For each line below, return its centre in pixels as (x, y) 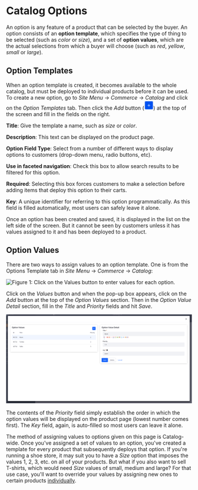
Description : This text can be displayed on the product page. (80, 137)
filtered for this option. (33, 172)
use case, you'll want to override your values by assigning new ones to (92, 474)
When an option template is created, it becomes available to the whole (91, 85)
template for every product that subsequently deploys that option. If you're (97, 449)
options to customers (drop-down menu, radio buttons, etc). (79, 154)
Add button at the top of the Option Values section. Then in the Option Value (99, 300)
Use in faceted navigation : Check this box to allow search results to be (93, 166)
